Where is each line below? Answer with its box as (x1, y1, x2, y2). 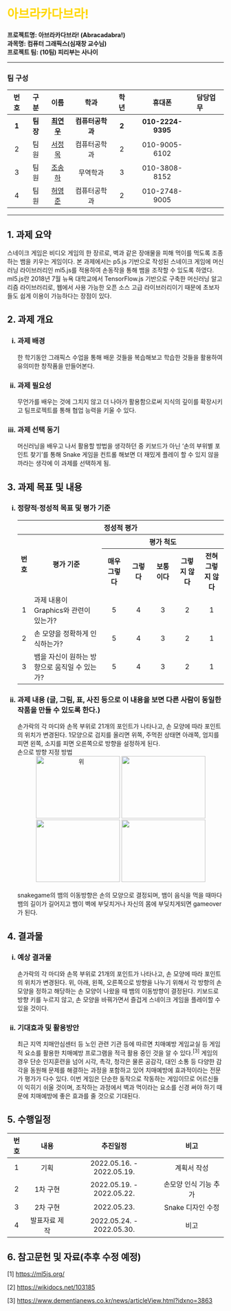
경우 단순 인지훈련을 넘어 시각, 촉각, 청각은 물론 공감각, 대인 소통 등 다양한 (16, 1057, 215, 1065)
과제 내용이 (34, 595, 68, 605)
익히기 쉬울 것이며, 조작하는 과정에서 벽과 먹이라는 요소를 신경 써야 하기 (24, 1083, 215, 1091)
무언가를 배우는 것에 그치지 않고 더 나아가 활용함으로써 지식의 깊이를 (16, 397, 199, 406)
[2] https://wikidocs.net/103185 (7, 1283, 96, 1292)
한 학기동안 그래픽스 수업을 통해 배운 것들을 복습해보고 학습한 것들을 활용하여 (16, 353, 223, 361)
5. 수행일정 (7, 1114, 52, 1125)
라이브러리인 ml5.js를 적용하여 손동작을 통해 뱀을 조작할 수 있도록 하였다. (19, 266, 214, 274)
